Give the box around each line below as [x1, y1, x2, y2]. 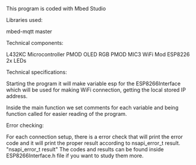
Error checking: [6, 122, 44, 129]
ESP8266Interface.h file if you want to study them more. [6, 152, 144, 159]
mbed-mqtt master [6, 28, 52, 35]
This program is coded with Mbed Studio [6, 5, 106, 12]
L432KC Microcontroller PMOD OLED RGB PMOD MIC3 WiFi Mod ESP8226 [6, 51, 190, 58]
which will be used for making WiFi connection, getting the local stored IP [6, 86, 186, 93]
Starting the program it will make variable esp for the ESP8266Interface [6, 80, 181, 87]
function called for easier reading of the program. [6, 111, 127, 117]
